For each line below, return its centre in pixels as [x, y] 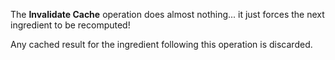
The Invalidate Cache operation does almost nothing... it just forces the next [167, 14]
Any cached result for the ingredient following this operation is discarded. [161, 44]
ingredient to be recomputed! [70, 25]
